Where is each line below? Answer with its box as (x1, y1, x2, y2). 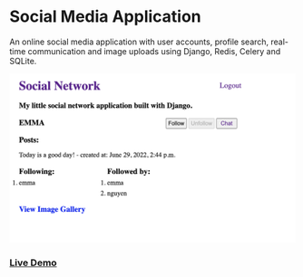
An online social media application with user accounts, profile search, (9, 36, 269, 47)
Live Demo (9, 256, 57, 269)
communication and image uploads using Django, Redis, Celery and (27, 45, 281, 56)
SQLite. (9, 55, 37, 66)
